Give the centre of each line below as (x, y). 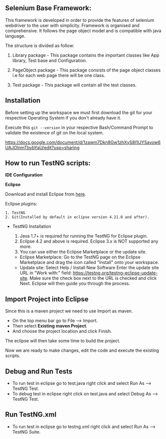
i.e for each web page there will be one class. (59, 75)
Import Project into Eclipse (47, 299)
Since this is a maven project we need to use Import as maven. (69, 311)
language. (15, 36)
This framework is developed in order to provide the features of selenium (80, 20)
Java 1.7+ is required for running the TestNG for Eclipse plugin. (84, 236)
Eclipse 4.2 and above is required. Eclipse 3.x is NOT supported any (89, 241)
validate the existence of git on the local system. (55, 132)
